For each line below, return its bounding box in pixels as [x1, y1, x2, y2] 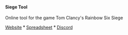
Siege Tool [5, 4, 28, 10]
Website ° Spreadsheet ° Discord [5, 25, 73, 31]
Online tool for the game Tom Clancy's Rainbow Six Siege [5, 15, 124, 21]
